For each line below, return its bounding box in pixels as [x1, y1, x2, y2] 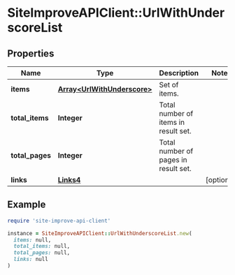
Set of [159, 80, 179, 89]
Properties [7, 47, 55, 59]
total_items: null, [13, 243, 71, 250]
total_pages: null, [13, 249, 71, 256]
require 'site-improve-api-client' [7, 217, 111, 224]
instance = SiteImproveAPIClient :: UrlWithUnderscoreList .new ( [7, 230, 192, 237]
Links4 [57, 175, 81, 184]
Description [159, 68, 199, 77]
